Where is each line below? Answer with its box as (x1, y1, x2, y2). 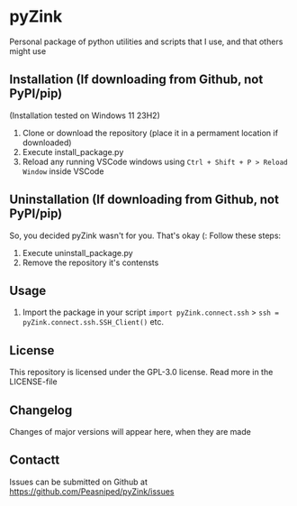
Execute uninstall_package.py (22, 247, 133, 258)
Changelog (9, 402, 73, 418)
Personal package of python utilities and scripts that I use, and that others (9, 36, 283, 47)
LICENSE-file (9, 376, 58, 387)
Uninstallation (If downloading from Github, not (9, 192, 279, 207)
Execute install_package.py (22, 146, 124, 157)
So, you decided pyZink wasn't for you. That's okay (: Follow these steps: (9, 230, 282, 241)
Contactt (9, 453, 60, 468)
